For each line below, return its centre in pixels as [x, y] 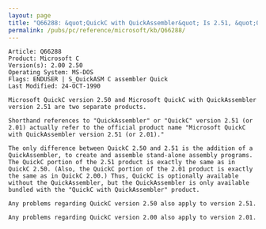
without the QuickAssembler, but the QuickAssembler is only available [129, 183]
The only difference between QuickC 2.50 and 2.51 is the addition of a [131, 148]
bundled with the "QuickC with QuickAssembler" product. [104, 190]
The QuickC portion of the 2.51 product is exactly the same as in [122, 163]
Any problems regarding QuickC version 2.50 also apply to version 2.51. [133, 204]
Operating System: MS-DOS [51, 73]
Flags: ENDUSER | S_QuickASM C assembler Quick [88, 80]
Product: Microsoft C [44, 59]
